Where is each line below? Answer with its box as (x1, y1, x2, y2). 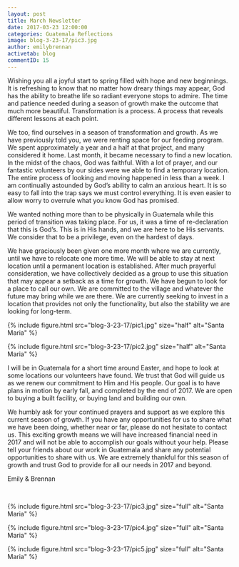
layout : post (7, 10, 46, 18)
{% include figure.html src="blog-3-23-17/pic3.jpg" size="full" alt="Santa (7, 501, 224, 510)
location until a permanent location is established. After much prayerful (7, 261, 216, 270)
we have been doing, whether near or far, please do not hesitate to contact (7, 422, 228, 431)
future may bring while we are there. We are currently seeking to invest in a (7, 291, 228, 300)
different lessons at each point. (7, 114, 98, 123)
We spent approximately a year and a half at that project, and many (7, 143, 205, 152)
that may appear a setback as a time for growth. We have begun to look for (7, 276, 228, 285)
